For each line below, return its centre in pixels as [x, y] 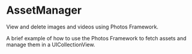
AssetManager [44, 10]
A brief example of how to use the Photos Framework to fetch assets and [97, 38]
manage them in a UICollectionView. [51, 45]
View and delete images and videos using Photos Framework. [82, 27]
